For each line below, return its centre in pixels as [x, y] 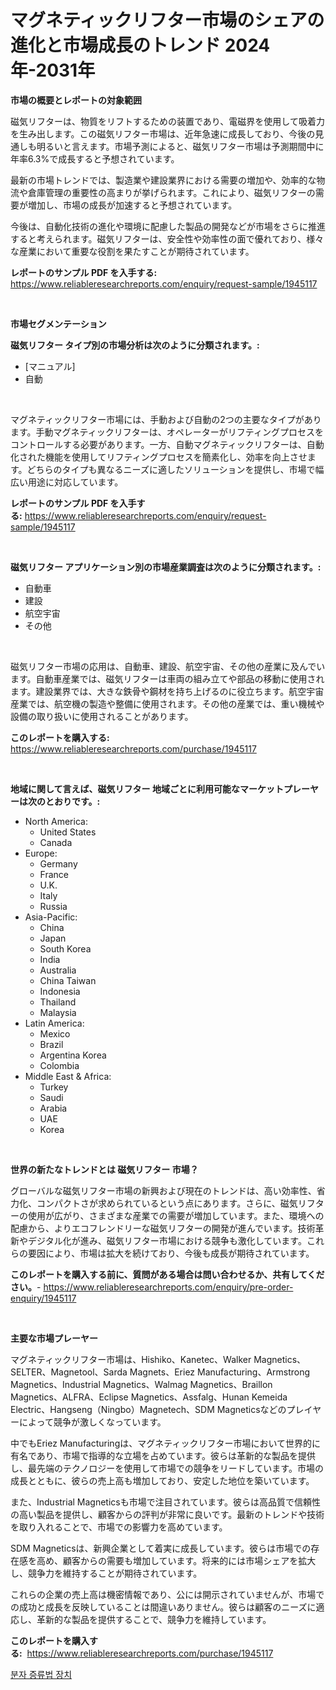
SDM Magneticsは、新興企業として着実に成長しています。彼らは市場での [161, 1548]
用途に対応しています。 [75, 482]
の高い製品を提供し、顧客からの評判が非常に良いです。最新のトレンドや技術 [167, 1514]
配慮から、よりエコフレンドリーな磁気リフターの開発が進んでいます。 [154, 1228]
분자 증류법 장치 [41, 1674]
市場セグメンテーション [58, 323]
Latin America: [54, 1023]
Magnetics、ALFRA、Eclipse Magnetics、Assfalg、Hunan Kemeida [149, 1397]
